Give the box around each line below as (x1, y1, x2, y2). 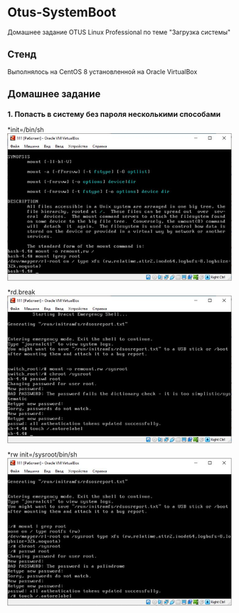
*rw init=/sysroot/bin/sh (7, 450, 78, 459)
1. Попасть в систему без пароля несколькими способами (7, 110, 221, 120)
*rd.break (7, 288, 36, 296)
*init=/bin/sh (7, 125, 44, 134)
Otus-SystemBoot (7, 4, 117, 21)
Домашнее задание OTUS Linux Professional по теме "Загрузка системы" (7, 28, 231, 36)
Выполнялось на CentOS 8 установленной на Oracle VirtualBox (7, 67, 198, 75)
